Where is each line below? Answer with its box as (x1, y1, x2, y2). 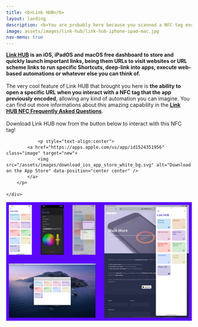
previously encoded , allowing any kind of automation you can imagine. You (6, 95, 190, 103)
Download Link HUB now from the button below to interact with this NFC (6, 120, 182, 127)
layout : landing (6, 15, 46, 22)
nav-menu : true (6, 34, 44, 41)
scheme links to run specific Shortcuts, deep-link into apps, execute (6, 64, 177, 71)
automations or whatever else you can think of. (22, 70, 140, 77)
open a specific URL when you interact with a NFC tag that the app (6, 89, 172, 96)
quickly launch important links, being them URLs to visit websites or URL (6, 58, 187, 65)
